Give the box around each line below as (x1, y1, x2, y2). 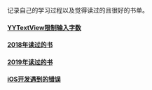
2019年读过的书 (7, 58, 53, 66)
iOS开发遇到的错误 (7, 75, 61, 84)
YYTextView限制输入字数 (7, 23, 82, 31)
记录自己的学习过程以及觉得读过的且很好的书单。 (7, 6, 148, 14)
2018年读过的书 (7, 40, 53, 49)
